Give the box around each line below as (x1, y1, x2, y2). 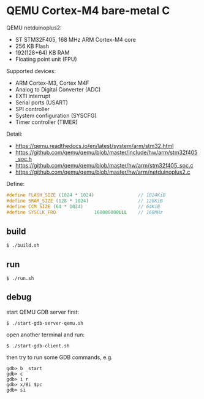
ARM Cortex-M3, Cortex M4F (15, 79, 90, 87)
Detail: (6, 130, 23, 138)
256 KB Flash (15, 42, 49, 50)
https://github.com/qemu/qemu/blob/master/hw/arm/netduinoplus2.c (15, 168, 191, 176)
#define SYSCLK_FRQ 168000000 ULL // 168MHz (6, 209, 164, 215)
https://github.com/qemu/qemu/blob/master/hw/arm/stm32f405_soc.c (15, 161, 194, 169)
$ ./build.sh (6, 242, 40, 249)
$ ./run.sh (6, 276, 34, 282)
